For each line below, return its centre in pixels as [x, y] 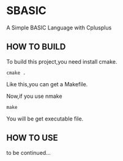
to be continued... [28, 152]
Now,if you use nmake [34, 96]
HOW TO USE [32, 138]
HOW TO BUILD [36, 47]
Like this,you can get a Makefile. [47, 84]
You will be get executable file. [45, 118]
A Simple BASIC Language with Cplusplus [59, 28]
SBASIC [27, 11]
